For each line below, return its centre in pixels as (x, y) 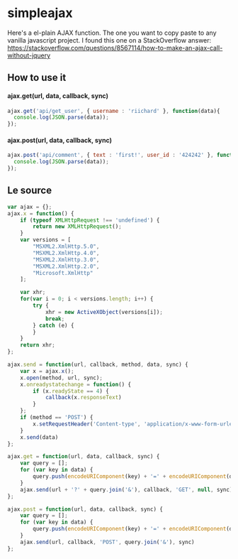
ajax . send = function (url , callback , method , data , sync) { (98, 365)
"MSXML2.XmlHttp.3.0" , (66, 260)
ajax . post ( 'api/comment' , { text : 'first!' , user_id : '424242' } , (110, 155)
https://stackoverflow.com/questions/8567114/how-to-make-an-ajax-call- (115, 48)
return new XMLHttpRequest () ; (77, 227)
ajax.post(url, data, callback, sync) (59, 140)
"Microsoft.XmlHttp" (63, 273)
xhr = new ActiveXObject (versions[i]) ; (104, 312)
